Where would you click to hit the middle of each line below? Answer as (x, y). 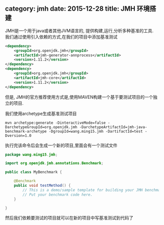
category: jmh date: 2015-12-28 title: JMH (70, 9)
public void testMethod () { (42, 186)
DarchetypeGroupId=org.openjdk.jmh (41, 127)
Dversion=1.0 (18, 135)
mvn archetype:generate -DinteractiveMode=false (55, 123)
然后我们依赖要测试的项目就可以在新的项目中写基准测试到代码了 (69, 218)
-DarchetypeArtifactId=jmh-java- (113, 127)
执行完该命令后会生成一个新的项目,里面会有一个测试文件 (61, 145)
